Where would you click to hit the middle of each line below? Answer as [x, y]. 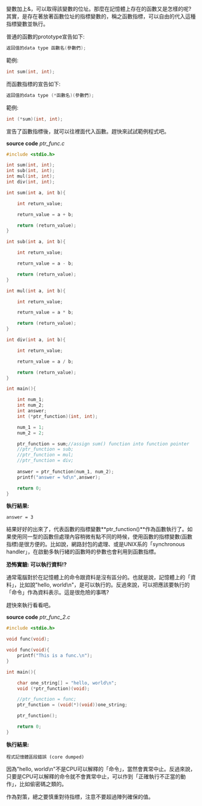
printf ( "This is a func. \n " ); [55, 656]
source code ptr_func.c [35, 143]
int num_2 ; [31, 405]
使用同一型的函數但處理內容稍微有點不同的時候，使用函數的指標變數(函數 [102, 537]
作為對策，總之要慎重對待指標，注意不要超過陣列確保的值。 [80, 796]
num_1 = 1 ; [31, 427]
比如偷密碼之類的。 [43, 784]
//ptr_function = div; [45, 461]
